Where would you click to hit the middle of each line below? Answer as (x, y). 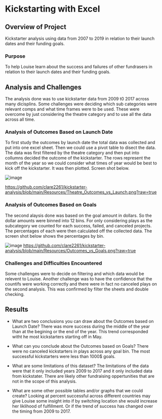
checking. (15, 294)
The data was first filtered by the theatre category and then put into (72, 153)
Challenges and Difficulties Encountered (54, 263)
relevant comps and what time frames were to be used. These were (72, 109)
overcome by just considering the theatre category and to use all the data (78, 114)
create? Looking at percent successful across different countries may (81, 396)
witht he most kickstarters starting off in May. (57, 337)
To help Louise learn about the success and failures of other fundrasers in (79, 67)
